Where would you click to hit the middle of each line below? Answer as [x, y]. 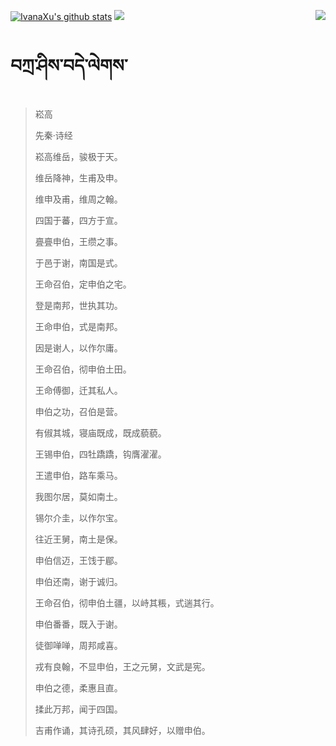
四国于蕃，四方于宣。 [78, 220]
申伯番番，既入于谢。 [78, 624]
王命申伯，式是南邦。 [78, 326]
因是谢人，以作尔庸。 [78, 347]
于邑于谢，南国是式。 [78, 262]
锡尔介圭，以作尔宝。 [78, 517]
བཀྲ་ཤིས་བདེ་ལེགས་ [69, 66]
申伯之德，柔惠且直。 [78, 687]
